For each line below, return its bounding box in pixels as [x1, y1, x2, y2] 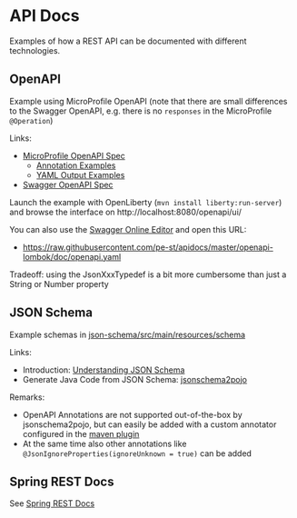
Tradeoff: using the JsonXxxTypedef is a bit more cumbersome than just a [9, 269, 287, 280]
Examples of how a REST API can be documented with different [9, 35, 247, 46]
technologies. [9, 45, 61, 55]
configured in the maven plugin [22, 428, 140, 439]
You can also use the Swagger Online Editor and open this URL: [9, 224, 247, 234]
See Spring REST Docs [9, 498, 95, 509]
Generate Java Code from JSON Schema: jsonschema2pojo [22, 374, 248, 384]
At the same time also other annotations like [22, 438, 187, 449]
